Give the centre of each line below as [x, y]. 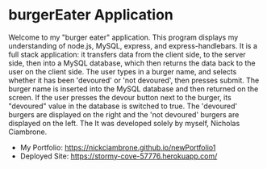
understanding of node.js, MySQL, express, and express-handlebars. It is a [133, 45]
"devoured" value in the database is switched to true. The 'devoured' [123, 106]
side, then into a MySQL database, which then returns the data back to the [132, 63]
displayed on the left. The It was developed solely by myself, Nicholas [124, 123]
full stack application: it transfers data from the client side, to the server [127, 54]
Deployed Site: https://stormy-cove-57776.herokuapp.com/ [119, 156]
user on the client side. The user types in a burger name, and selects [123, 71]
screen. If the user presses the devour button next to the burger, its [120, 97]
